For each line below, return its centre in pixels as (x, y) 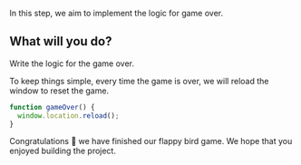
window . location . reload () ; (68, 116)
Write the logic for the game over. (72, 63)
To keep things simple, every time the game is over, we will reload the (139, 81)
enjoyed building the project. (63, 151)
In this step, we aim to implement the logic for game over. (117, 13)
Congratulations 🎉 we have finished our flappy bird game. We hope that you (151, 141)
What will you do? (61, 41)
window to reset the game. (59, 91)
